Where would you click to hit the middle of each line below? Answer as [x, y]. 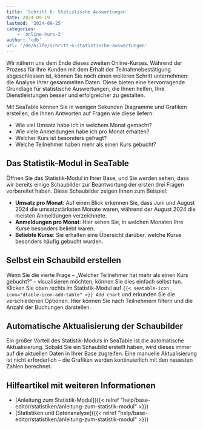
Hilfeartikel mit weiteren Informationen [81, 385]
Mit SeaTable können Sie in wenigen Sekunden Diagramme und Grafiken [97, 107]
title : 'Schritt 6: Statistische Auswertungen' [68, 12]
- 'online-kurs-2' [40, 35]
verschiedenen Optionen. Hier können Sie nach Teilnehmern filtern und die [99, 301]
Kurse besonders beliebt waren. [55, 228]
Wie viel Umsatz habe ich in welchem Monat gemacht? [84, 125]
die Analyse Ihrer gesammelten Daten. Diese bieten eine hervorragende [96, 82]
